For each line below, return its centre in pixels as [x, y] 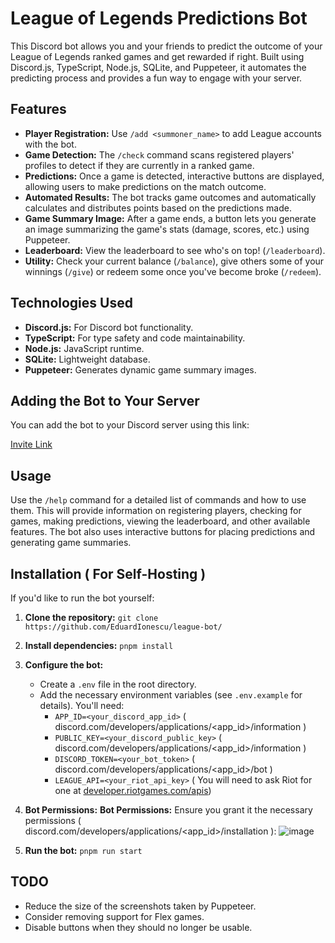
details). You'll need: [82, 705]
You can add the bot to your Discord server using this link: [130, 425]
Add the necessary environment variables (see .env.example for [171, 695]
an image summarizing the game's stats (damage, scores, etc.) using [167, 229]
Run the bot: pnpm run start [83, 850]
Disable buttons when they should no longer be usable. [138, 927]
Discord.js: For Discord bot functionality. [109, 327]
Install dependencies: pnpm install [99, 645]
